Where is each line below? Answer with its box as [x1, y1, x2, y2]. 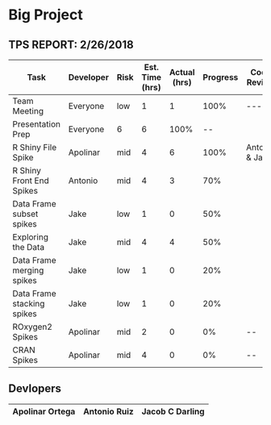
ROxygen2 [12, 321, 52, 332]
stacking [12, 298, 45, 309]
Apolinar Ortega [12, 406, 76, 417]
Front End [12, 175, 50, 186]
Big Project [8, 6, 83, 24]
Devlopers [8, 381, 62, 396]
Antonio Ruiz [83, 406, 135, 417]
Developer [68, 72, 109, 82]
